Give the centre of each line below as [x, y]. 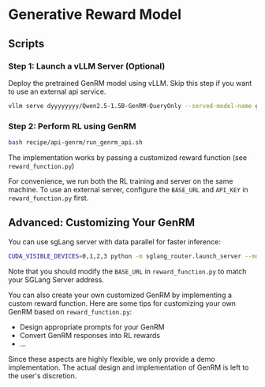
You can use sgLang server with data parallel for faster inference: [114, 241]
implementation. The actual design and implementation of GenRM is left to [129, 367]
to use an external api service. [57, 91]
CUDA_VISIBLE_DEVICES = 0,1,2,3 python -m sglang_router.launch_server [125, 256]
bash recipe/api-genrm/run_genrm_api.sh [76, 143]
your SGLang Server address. [56, 279]
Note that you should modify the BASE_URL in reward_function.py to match [127, 271]
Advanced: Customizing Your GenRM [102, 223]
